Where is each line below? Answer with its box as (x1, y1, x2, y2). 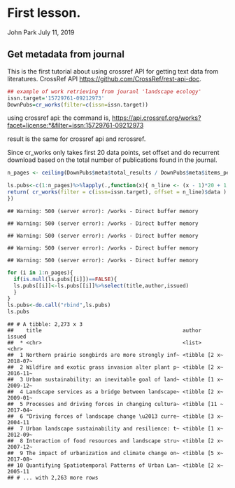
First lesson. (7, 5, 81, 21)
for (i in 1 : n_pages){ (7, 269, 73, 276)
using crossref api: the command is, (7, 114, 111, 122)
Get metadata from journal (7, 48, 124, 60)
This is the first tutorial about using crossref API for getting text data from (7, 67, 219, 75)
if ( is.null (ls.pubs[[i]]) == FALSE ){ (13, 276, 117, 283)
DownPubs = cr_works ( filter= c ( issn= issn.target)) (7, 101, 149, 108)
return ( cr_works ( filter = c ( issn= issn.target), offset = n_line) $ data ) (7, 189, 227, 196)
